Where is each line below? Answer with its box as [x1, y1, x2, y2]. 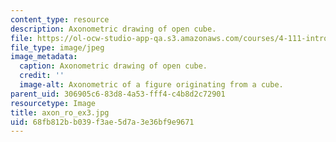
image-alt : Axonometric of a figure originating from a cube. [19, 80, 284, 90]
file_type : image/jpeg [10, 42, 105, 53]
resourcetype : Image [10, 98, 97, 108]
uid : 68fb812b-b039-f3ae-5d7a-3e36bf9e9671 [10, 117, 195, 127]
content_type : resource [10, 14, 110, 25]
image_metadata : [10, 52, 78, 62]
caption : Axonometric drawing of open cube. [19, 61, 208, 71]
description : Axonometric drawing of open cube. [10, 24, 217, 34]
